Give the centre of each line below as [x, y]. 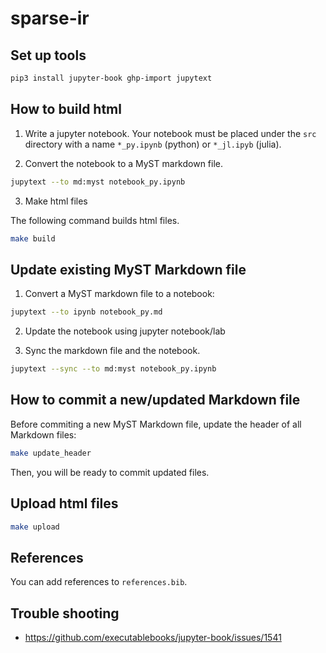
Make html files [56, 201]
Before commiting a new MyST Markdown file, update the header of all [156, 424]
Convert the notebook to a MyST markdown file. [124, 163]
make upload [35, 527]
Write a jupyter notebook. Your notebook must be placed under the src [170, 133]
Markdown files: [43, 434]
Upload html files [64, 503]
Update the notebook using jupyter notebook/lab [125, 331]
